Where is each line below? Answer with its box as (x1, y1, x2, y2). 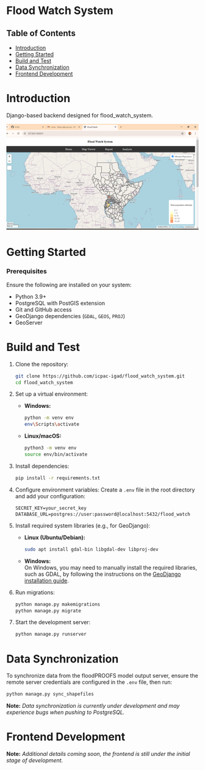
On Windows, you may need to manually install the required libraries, (24, 564, 197, 571)
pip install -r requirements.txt (15, 474, 101, 481)
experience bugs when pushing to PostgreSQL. (6, 709, 125, 716)
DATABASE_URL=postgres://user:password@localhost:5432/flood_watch (15, 511, 190, 517)
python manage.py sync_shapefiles (6, 691, 95, 697)
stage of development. (6, 757, 63, 764)
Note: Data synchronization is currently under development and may (6, 702, 180, 710)
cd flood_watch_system (15, 379, 73, 385)
